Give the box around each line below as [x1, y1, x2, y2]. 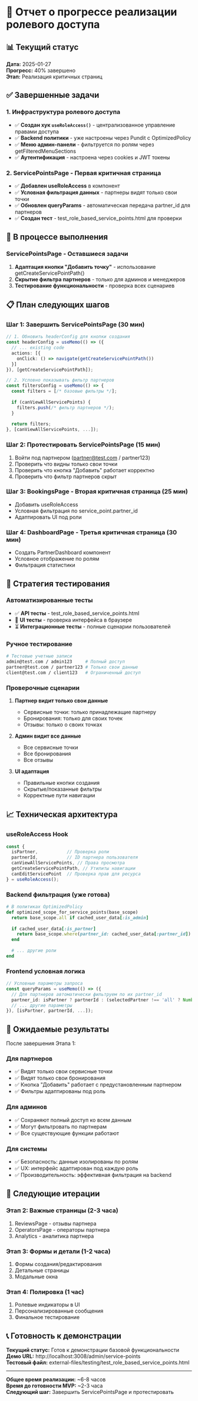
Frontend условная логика [6, 967, 85, 975]
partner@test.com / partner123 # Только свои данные [6, 664, 138, 670]
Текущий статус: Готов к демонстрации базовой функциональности [6, 1347, 180, 1354]
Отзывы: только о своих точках [23, 721, 103, 728]
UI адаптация [14, 768, 49, 775]
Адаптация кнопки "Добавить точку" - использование [14, 263, 156, 270]
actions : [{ [11, 350, 41, 356]
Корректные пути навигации [23, 791, 95, 798]
